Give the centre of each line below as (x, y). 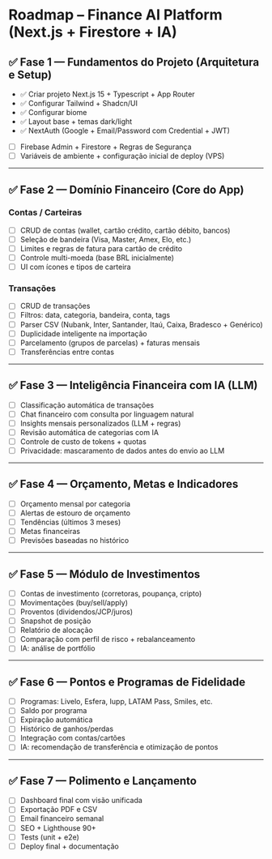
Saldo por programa (53, 711)
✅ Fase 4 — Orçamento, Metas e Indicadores (123, 484)
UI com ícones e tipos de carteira (75, 267)
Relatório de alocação (56, 630)
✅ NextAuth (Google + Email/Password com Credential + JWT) (125, 130)
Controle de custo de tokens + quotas (83, 441)
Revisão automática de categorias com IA (89, 432)
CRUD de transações (55, 306)
